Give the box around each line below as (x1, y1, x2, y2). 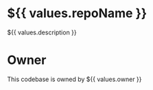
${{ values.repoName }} (7, 5, 148, 21)
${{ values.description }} (7, 28, 77, 36)
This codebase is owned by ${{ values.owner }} (7, 75, 142, 83)
